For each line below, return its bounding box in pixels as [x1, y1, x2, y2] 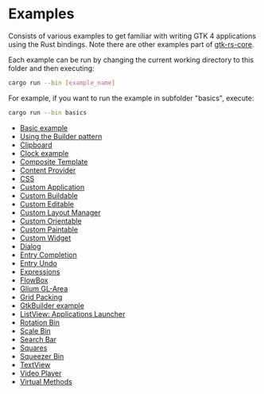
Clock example [19, 148, 69, 158]
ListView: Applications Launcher [19, 309, 126, 318]
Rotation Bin [19, 318, 60, 327]
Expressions [19, 267, 60, 276]
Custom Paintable [19, 224, 78, 234]
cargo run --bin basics [8, 108, 87, 116]
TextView [19, 360, 51, 369]
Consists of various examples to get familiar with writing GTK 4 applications [8, 31, 257, 41]
